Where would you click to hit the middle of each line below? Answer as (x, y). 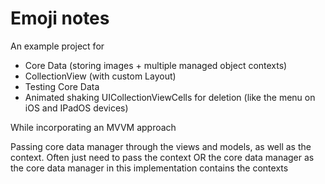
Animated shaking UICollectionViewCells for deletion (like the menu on (170, 97)
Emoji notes (60, 18)
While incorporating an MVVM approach (93, 127)
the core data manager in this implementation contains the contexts (149, 168)
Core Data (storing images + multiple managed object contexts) (156, 65)
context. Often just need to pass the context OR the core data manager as (162, 157)
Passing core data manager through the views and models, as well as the (161, 146)
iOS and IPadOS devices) (76, 108)
